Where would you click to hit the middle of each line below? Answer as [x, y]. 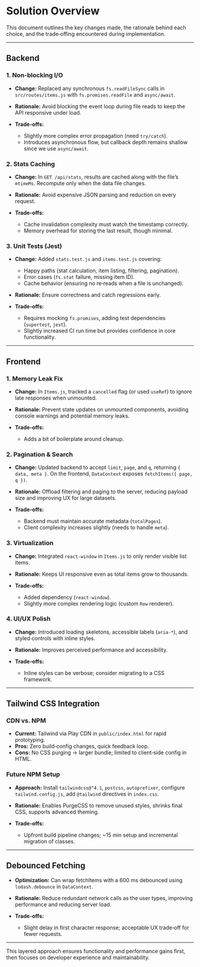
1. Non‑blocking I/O [35, 75]
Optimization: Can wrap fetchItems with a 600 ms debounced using [99, 880]
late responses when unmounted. [56, 398]
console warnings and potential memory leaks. [72, 416]
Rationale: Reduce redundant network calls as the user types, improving [104, 898]
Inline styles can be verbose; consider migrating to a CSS [94, 673]
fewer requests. [43, 934]
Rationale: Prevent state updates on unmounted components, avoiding [101, 409]
